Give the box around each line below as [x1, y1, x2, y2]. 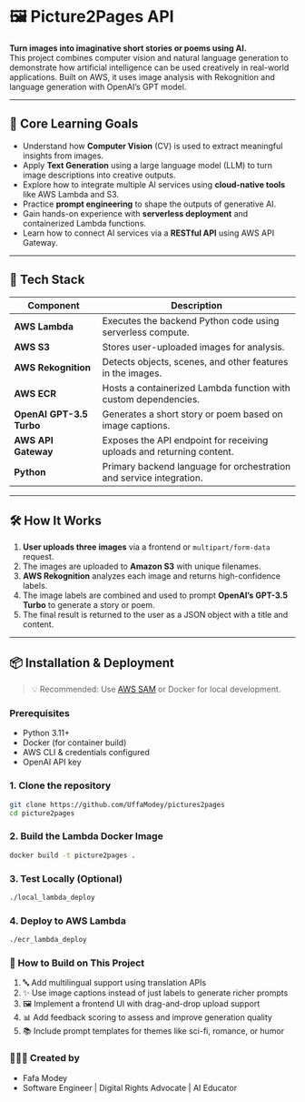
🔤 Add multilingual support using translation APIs [22, 977, 207, 988]
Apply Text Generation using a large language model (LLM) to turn [22, 159, 272, 170]
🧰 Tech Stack [9, 272, 85, 288]
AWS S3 [14, 340, 50, 353]
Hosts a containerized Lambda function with [102, 381, 290, 394]
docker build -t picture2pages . [9, 851, 136, 860]
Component [27, 298, 80, 311]
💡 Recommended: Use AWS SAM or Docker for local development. [31, 683, 281, 695]
